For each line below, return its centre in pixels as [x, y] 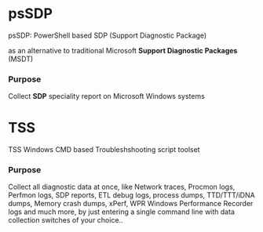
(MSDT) [21, 59]
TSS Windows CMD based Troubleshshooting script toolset [104, 150]
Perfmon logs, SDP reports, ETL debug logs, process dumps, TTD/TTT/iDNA [131, 195]
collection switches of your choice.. [66, 220]
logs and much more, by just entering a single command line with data [122, 212]
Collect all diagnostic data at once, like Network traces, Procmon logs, [122, 187]
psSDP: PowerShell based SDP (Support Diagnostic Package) [108, 35]
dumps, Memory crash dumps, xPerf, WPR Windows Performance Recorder [131, 204]
